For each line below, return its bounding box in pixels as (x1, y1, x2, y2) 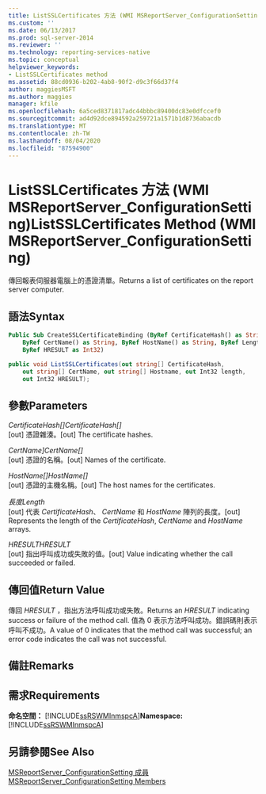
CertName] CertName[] (8, 445, 83, 456)
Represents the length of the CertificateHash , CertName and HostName (8, 516, 243, 525)
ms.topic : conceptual (8, 56, 80, 64)
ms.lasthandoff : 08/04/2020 (8, 136, 101, 145)
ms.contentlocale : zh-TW (8, 129, 90, 137)
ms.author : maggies (8, 93, 73, 101)
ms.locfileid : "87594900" (8, 144, 93, 152)
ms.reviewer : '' (8, 41, 62, 49)
